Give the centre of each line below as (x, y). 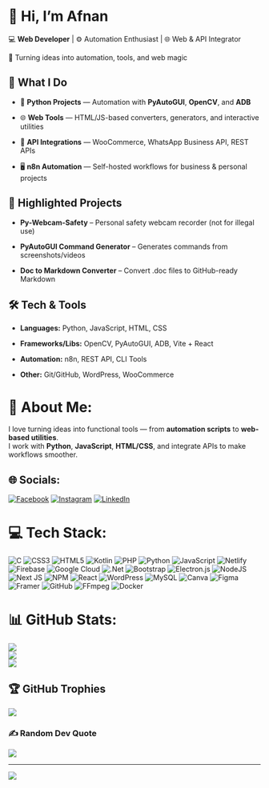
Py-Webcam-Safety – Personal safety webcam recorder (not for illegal (137, 222)
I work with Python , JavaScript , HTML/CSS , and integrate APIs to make (127, 446)
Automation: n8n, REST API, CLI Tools (83, 359)
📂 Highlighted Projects (65, 203)
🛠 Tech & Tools (47, 304)
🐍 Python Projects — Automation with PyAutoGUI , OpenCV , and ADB (135, 102)
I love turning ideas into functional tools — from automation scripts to (124, 429)
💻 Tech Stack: (58, 533)
